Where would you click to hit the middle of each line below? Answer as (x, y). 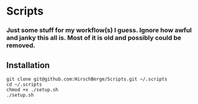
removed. (21, 46)
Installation (28, 65)
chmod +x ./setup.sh (33, 89)
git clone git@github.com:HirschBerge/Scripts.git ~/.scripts (87, 79)
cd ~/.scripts (24, 84)
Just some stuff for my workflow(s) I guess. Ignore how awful (99, 30)
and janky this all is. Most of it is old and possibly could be (94, 38)
